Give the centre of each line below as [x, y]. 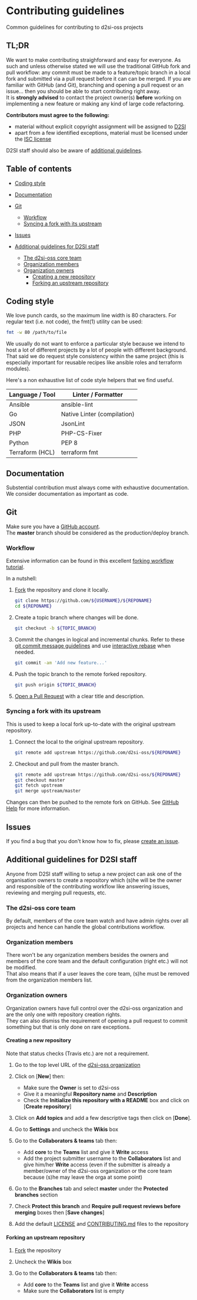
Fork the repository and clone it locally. [62, 590]
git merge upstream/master [48, 791]
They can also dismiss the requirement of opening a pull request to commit [97, 1020]
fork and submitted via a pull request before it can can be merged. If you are [98, 78]
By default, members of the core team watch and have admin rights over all [97, 921]
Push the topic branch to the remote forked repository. [81, 674]
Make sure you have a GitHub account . [53, 526]
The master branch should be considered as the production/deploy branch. [98, 533]
